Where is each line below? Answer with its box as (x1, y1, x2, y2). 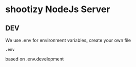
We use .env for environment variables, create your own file (5, 37, 131, 43)
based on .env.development (5, 56, 64, 62)
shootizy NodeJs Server (5, 4, 110, 15)
